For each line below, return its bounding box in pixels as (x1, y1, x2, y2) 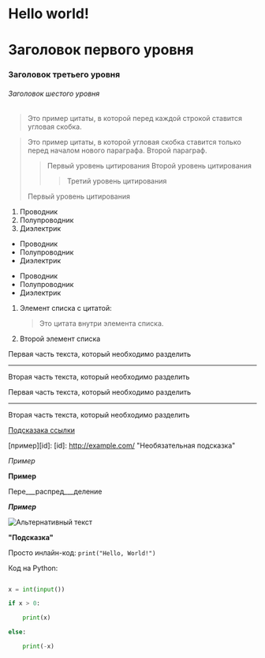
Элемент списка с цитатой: (19, 303, 112, 312)
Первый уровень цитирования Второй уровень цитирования (47, 161, 252, 170)
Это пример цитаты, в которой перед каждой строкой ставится (27, 113, 243, 123)
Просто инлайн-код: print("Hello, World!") (8, 547, 156, 558)
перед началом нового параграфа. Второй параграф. (27, 146, 207, 155)
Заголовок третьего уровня (8, 69, 121, 80)
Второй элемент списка (19, 334, 101, 343)
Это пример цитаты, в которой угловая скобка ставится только (27, 137, 242, 146)
